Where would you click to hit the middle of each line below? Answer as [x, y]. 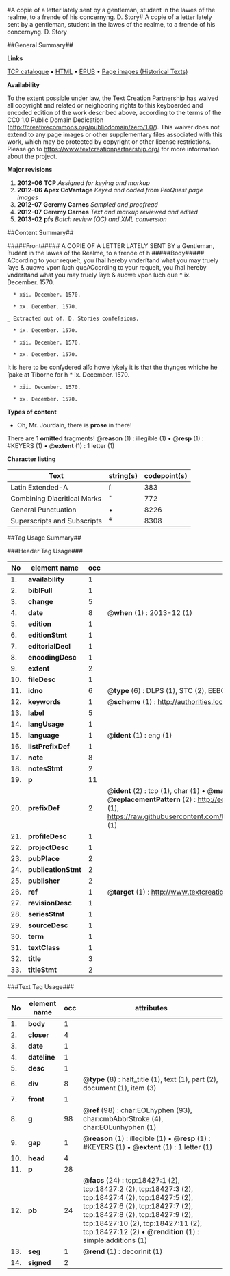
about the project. [32, 156]
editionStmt [48, 635]
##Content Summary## [40, 233]
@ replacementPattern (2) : [152, 799]
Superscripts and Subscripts [56, 521]
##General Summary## [40, 45]
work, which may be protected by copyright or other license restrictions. [109, 142]
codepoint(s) [166, 476]
